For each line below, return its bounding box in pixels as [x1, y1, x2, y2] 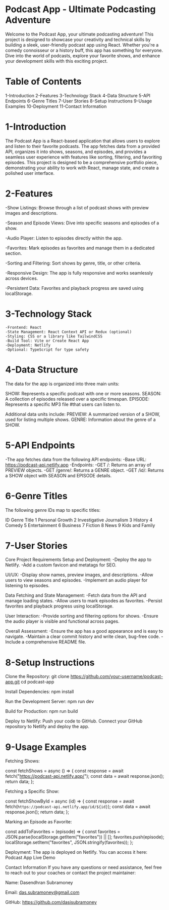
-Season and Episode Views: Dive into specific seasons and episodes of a [5, 219, 159, 226]
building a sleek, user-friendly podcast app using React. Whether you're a [5, 42, 159, 48]
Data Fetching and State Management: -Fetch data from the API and [5, 592, 147, 598]
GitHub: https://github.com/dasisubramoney [5, 899, 97, 905]
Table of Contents [5, 76, 82, 87]
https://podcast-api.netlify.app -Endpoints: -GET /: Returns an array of [5, 462, 151, 468]
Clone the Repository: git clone [5, 673, 70, 679]
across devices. [5, 275, 38, 281]
